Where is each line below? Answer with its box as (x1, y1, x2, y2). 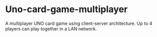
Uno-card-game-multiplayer (5, 4, 128, 15)
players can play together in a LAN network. (5, 25, 97, 31)
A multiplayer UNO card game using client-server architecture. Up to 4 (5, 20, 153, 26)
